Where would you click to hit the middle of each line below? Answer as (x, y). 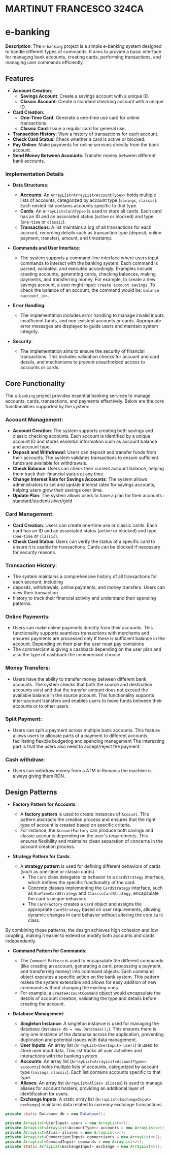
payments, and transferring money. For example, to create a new (88, 280)
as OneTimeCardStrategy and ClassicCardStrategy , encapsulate (93, 893)
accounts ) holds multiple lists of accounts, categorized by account (89, 1067)
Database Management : (39, 1013)
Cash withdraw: (25, 760)
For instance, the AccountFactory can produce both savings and (87, 830)
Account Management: (34, 419)
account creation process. (47, 846)
